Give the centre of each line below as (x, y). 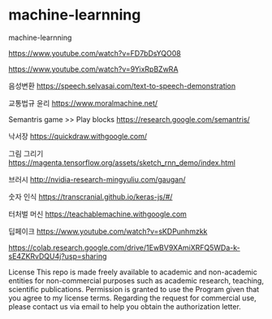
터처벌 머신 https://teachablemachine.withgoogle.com (97, 214)
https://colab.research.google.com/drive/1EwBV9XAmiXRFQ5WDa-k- (125, 247)
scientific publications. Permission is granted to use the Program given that (134, 289)
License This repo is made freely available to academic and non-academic (133, 272)
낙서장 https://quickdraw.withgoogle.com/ (78, 136)
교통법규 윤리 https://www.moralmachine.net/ (83, 103)
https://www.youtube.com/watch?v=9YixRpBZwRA (93, 69)
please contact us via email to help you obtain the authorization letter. (125, 306)
